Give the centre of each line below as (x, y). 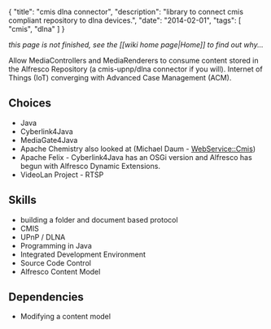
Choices (30, 104)
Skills (22, 200)
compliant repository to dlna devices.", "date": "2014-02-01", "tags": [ (125, 20)
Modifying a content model (66, 317)
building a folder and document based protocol (99, 219)
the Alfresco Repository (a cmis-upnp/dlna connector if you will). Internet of (135, 69)
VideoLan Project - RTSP (62, 175)
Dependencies (46, 297)
